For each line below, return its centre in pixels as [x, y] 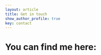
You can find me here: [51, 47]
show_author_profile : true [33, 18]
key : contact [18, 23]
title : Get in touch [26, 14]
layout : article [22, 9]
